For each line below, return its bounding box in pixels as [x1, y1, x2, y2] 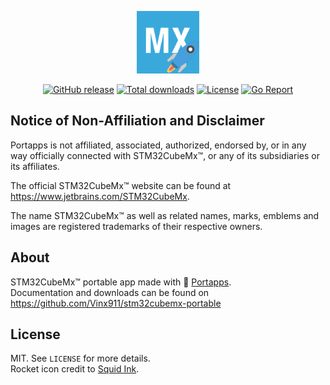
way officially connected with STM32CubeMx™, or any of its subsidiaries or [10, 149, 320, 161]
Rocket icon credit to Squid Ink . [10, 363, 140, 375]
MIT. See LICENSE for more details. [10, 352, 151, 365]
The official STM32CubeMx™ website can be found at [10, 179, 232, 191]
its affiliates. [10, 160, 60, 172]
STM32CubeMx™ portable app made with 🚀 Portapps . [10, 276, 232, 288]
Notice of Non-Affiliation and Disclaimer [10, 112, 265, 130]
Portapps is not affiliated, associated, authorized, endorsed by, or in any [10, 139, 307, 151]
